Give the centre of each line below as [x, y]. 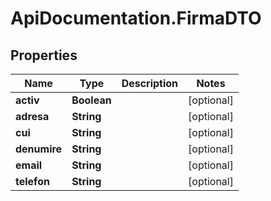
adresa [32, 116]
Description [150, 83]
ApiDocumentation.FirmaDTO [136, 18]
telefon [32, 181]
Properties [44, 55]
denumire [39, 149]
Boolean [91, 100]
